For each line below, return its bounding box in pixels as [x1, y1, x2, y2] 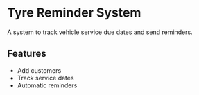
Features [7, 48, 46, 60]
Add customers [17, 66, 62, 74]
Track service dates [17, 74, 74, 82]
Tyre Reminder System [7, 5, 141, 21]
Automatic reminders [17, 81, 78, 89]
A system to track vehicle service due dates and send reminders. [7, 28, 193, 36]
